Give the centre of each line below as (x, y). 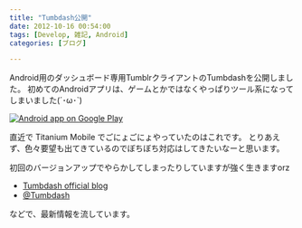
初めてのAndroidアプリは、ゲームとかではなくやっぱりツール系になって (160, 89)
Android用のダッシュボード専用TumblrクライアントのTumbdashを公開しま (148, 78)
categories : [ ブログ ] (48, 43)
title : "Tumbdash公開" (51, 18)
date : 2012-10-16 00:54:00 (60, 26)
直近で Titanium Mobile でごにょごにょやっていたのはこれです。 (128, 138)
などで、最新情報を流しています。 (72, 214)
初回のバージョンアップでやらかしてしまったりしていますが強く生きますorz (150, 167)
